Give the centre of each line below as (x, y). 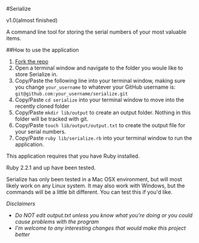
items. (14, 38)
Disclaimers (21, 204)
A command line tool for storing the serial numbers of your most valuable (97, 32)
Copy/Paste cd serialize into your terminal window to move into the (99, 100)
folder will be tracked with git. (52, 119)
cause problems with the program (57, 222)
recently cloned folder (42, 106)
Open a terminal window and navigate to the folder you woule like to (99, 68)
